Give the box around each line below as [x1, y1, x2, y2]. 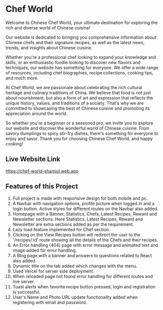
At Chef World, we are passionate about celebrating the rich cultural [5, 84, 143, 90]
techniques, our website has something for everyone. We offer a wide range [5, 65, 159, 71]
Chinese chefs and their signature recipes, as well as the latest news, [5, 39, 145, 45]
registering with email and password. [12, 299, 87, 305]
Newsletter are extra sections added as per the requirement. [12, 221, 134, 227]
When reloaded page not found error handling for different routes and [12, 273, 153, 279]
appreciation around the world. [5, 110, 68, 116]
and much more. [5, 75, 39, 81]
